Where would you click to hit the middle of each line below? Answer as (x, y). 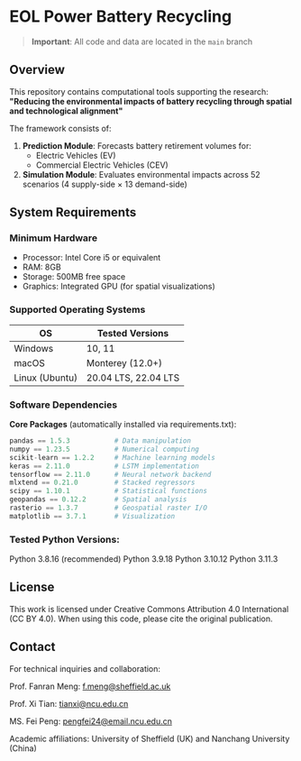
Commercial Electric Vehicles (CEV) (102, 165)
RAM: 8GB (41, 267)
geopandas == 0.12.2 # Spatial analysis (98, 500)
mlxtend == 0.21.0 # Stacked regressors (102, 483)
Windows (34, 348)
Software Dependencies (64, 405)
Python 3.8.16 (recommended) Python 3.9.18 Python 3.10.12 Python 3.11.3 (144, 559)
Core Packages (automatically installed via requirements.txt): (123, 425)
